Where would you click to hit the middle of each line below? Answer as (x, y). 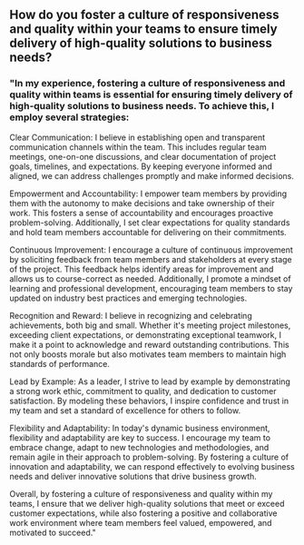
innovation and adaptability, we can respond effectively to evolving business (152, 466)
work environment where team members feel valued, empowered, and (141, 522)
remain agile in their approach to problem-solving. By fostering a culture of (149, 457)
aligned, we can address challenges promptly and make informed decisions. (152, 175)
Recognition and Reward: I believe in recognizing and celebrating (131, 315)
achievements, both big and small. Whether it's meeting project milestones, (150, 325)
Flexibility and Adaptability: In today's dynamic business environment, (140, 428)
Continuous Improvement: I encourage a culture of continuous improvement (151, 250)
